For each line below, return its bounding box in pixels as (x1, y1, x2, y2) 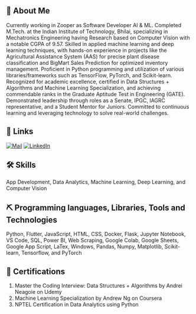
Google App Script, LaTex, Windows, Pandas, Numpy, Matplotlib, (6, 243, 164, 250)
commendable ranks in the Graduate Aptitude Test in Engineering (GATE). (6, 90, 185, 97)
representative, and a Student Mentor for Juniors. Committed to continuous (6, 103, 190, 110)
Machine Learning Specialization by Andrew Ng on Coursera (14, 295, 162, 302)
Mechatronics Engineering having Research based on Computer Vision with (6, 34, 190, 41)
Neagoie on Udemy (14, 289, 62, 296)
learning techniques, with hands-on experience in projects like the (6, 47, 167, 54)
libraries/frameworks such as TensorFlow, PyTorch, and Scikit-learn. (6, 71, 172, 78)
